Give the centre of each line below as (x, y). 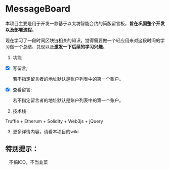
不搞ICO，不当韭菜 (28, 162)
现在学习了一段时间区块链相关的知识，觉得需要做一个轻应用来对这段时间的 (83, 40)
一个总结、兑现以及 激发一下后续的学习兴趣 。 (60, 46)
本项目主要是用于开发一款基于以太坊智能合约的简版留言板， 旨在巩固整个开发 (85, 23)
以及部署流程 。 (21, 30)
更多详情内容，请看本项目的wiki (46, 132)
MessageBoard (38, 9)
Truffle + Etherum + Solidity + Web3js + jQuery (54, 121)
